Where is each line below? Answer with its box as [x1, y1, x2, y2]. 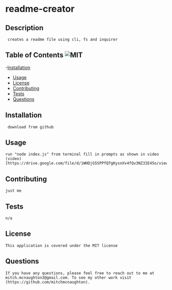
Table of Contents [5, 51, 64, 59]
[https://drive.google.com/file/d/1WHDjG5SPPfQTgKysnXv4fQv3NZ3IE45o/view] [5, 161, 170, 166]
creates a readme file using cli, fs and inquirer [7, 37, 118, 42]
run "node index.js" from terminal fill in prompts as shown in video [5, 152, 159, 157]
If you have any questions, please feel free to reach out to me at [5, 271, 155, 276]
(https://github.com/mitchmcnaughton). [5, 279, 91, 284]
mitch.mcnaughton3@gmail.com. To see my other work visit [5, 275, 132, 280]
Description [5, 24, 44, 32]
